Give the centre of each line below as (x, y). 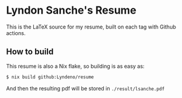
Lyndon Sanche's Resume (71, 10)
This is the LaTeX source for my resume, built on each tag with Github (91, 27)
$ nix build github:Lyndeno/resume (50, 77)
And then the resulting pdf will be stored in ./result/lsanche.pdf (85, 88)
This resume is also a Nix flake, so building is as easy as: (75, 66)
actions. (16, 33)
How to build (30, 52)
